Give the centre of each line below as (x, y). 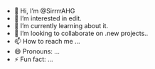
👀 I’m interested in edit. (48, 18)
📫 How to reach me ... (47, 41)
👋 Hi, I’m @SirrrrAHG (44, 11)
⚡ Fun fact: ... (33, 59)
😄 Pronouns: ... (37, 51)
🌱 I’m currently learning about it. (61, 26)
